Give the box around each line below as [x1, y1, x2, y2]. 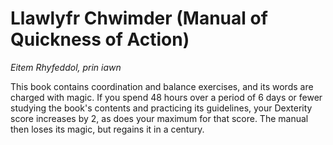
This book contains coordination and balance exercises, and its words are [10, 80, 314, 92]
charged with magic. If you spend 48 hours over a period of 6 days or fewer [10, 91, 323, 103]
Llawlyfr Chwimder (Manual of [10, 7, 268, 30]
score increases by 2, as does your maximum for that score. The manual [10, 112, 309, 124]
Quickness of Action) [10, 28, 190, 51]
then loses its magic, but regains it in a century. [10, 123, 205, 135]
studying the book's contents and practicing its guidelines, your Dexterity [10, 102, 313, 114]
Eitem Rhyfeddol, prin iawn [10, 61, 122, 73]
